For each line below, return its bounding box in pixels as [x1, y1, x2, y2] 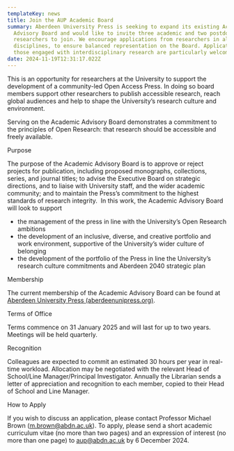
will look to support [7, 203, 63, 212]
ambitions [17, 224, 46, 233]
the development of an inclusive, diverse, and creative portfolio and [17, 232, 211, 240]
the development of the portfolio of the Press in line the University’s [17, 254, 211, 262]
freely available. [7, 132, 53, 141]
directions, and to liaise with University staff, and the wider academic [7, 182, 205, 190]
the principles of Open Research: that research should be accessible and [7, 125, 217, 133]
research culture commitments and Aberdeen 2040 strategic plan [17, 262, 206, 270]
